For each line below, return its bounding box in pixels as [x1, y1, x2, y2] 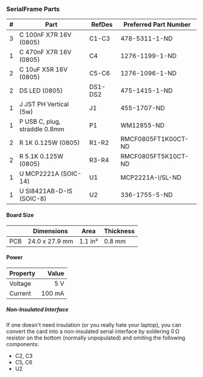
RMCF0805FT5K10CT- [120, 152, 189, 161]
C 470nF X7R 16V [19, 48, 72, 56]
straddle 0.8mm [19, 125, 65, 134]
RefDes [91, 21, 113, 29]
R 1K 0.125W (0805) [19, 138, 80, 147]
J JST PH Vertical [19, 100, 69, 109]
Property [9, 269, 36, 277]
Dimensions [33, 227, 68, 235]
